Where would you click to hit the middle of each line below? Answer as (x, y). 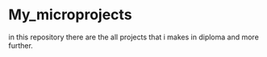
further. (21, 45)
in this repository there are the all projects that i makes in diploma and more (134, 37)
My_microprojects (70, 15)
